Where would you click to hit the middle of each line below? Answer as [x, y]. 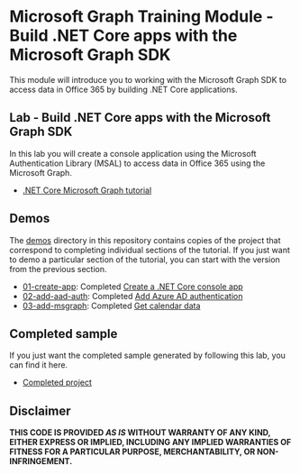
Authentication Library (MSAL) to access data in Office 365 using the [137, 163]
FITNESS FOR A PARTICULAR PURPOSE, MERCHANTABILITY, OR [132, 451]
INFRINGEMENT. [41, 461]
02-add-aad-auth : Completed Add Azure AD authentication [132, 296]
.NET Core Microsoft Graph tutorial [87, 190]
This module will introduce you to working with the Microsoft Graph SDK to [148, 79]
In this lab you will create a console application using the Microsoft [133, 153]
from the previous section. [58, 269]
